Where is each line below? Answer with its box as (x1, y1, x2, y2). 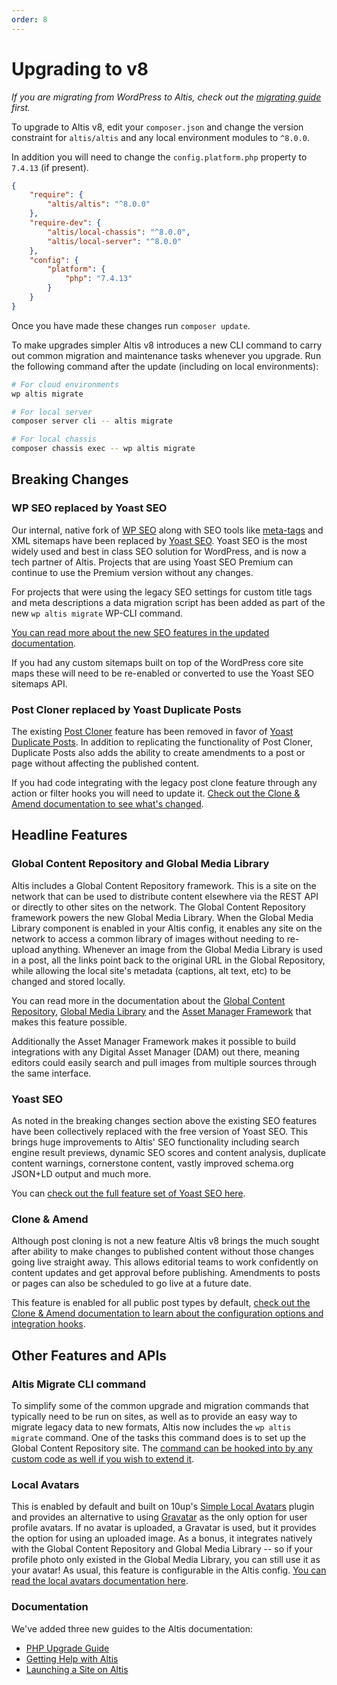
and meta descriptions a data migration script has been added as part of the (11, 596, 326, 608)
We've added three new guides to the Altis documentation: (11, 1622, 254, 1635)
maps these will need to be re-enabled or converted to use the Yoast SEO (11, 667, 314, 679)
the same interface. (11, 1067, 92, 1079)
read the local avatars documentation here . (11, 1575, 189, 1587)
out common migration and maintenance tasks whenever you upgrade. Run (11, 349, 322, 361)
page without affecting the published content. (11, 757, 200, 770)
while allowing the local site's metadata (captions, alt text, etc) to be (11, 964, 291, 976)
